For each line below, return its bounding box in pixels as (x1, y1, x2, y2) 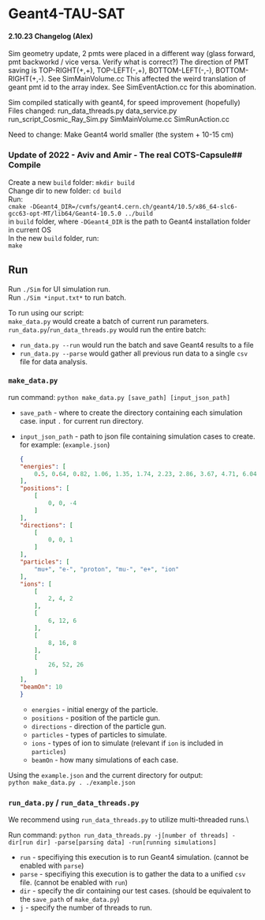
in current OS (8, 224, 52, 234)
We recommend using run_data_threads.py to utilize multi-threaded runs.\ (8, 815, 249, 824)
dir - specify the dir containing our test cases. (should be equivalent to (19, 886, 251, 895)
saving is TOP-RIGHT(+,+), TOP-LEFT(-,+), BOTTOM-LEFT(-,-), (8, 66, 215, 75)
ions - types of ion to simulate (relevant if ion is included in (31, 738, 223, 748)
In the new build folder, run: (8, 233, 99, 243)
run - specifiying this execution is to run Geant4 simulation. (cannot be (19, 852, 249, 862)
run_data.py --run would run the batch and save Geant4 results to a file (19, 340, 254, 349)
